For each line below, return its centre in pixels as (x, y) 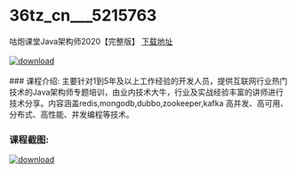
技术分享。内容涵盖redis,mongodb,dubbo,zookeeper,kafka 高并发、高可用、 (149, 103)
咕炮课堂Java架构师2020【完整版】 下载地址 (91, 41)
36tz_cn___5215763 (83, 16)
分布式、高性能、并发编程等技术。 (72, 114)
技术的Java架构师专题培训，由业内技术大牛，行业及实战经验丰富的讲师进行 (147, 92)
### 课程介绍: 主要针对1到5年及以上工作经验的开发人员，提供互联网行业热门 (148, 80)
